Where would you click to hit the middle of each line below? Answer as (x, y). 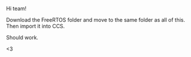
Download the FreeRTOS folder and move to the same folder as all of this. (96, 20)
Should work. (22, 37)
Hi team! (16, 9)
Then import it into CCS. (35, 26)
